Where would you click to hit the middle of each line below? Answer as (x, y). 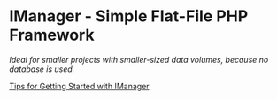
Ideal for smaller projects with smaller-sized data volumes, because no (139, 59)
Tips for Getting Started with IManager (79, 86)
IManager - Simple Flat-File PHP (129, 16)
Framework (52, 35)
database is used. (42, 69)
